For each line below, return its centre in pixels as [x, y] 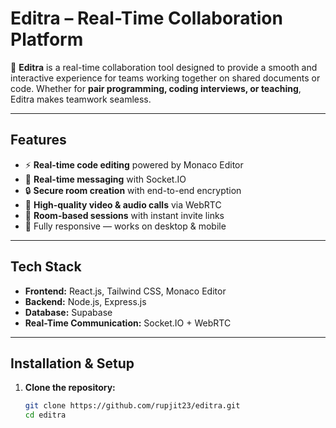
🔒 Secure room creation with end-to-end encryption [133, 190]
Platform [47, 39]
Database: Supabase [68, 312]
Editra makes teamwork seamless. [81, 99]
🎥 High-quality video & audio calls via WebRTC [123, 204]
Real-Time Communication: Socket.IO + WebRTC [128, 323]
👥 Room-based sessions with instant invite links [124, 215]
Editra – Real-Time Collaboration [146, 18]
